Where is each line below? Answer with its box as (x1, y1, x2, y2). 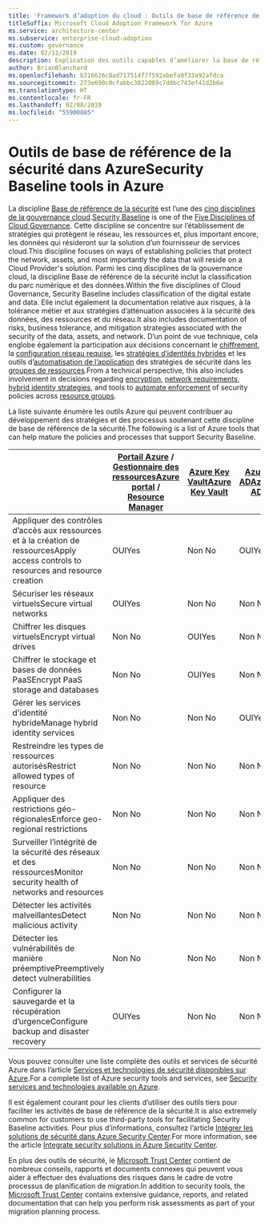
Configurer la (12, 985, 62, 996)
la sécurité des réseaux (12, 846, 100, 858)
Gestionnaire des (112, 461, 179, 472)
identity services (12, 727, 75, 738)
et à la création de (12, 535, 80, 546)
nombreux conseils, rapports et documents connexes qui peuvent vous (8, 1164, 243, 1174)
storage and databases (12, 684, 99, 695)
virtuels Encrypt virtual (12, 631, 95, 642)
